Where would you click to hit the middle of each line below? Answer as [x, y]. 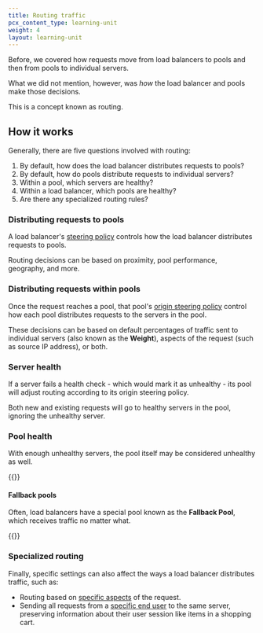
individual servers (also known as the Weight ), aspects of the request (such [131, 338]
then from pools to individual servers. [69, 68]
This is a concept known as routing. [66, 107]
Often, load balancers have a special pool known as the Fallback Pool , [122, 513]
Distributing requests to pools [66, 219]
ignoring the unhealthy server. [57, 416]
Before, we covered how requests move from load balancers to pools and [127, 60]
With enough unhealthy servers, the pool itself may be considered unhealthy [132, 454]
